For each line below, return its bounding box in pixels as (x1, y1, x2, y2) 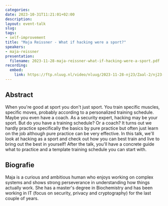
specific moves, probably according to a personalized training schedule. (5, 109, 154, 115)
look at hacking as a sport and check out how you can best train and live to (5, 136, 160, 142)
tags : (5, 30, 16, 35)
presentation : (5, 53, 35, 59)
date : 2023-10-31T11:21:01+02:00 (5, 12, 75, 17)
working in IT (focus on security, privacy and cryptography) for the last (5, 190, 151, 196)
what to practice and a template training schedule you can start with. (5, 146, 147, 152)
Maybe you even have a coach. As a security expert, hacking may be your (5, 114, 158, 120)
